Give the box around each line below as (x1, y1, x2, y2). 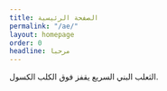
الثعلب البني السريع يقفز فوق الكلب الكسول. (9, 71, 159, 82)
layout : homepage (9, 30, 75, 39)
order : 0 (9, 38, 42, 48)
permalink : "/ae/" (9, 22, 79, 31)
